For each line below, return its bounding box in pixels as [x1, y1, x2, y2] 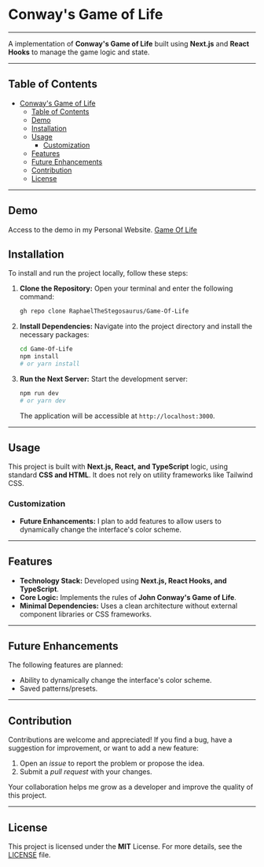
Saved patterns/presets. [19, 684, 98, 694]
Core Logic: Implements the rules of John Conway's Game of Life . [19, 592, 237, 602]
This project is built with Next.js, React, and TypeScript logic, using [8, 462, 228, 472]
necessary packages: [19, 330, 90, 339]
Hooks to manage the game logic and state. [8, 47, 150, 57]
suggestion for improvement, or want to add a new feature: [8, 743, 199, 753]
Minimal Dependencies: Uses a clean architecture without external [19, 601, 238, 610]
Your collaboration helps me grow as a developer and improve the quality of [8, 782, 254, 792]
